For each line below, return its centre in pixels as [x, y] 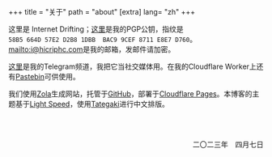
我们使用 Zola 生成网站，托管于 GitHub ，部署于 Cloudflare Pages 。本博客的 [130, 94]
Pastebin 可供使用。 [48, 76]
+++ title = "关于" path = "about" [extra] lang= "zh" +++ [102, 12]
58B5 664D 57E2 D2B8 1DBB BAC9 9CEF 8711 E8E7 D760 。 [102, 39]
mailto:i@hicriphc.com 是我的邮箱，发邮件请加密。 [92, 49]
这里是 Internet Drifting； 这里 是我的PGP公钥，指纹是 [96, 29]
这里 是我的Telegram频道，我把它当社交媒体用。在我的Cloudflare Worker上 [132, 66]
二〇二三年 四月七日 [228, 144]
